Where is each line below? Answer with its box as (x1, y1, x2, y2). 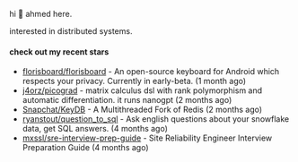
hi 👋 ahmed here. (9, 9, 73, 19)
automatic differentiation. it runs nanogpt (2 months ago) (22, 95, 232, 106)
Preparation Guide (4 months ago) (22, 142, 149, 153)
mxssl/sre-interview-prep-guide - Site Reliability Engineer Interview (22, 132, 273, 143)
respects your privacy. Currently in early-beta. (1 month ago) (22, 76, 247, 87)
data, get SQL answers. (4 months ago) (22, 124, 169, 134)
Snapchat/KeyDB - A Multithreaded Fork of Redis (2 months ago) (22, 104, 263, 115)
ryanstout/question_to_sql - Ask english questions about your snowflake (22, 114, 290, 124)
